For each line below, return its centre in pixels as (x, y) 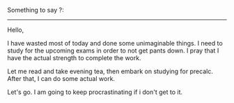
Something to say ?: (36, 10)
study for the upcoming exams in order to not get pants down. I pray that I (113, 50)
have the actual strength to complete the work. (74, 58)
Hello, (16, 30)
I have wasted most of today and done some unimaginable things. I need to (115, 43)
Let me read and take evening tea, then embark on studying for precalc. (110, 71)
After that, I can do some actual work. (61, 78)
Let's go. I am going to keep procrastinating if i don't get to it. (95, 92)
